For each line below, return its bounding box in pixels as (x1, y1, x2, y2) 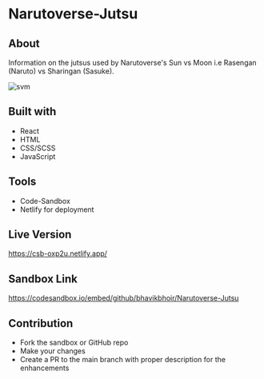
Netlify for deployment (19, 205, 94, 214)
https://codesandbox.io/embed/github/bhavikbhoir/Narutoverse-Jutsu (8, 293, 239, 303)
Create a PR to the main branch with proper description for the (19, 355, 226, 365)
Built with (8, 105, 57, 118)
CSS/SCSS (19, 143, 56, 153)
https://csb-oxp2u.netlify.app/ (8, 249, 108, 258)
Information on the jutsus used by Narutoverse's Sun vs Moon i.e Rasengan (8, 58, 258, 67)
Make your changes (19, 346, 86, 356)
